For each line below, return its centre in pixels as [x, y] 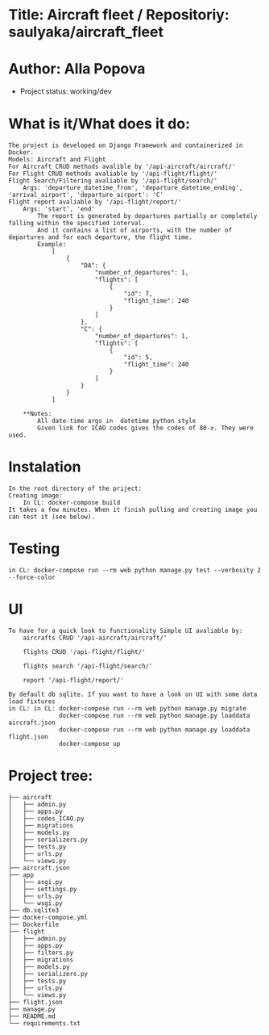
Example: [52, 245]
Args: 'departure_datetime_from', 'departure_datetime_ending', [133, 188]
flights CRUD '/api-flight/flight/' [85, 652]
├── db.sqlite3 [34, 910]
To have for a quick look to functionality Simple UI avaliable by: [126, 631]
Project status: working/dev [66, 91]
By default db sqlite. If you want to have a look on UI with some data [133, 694]
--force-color [32, 577]
